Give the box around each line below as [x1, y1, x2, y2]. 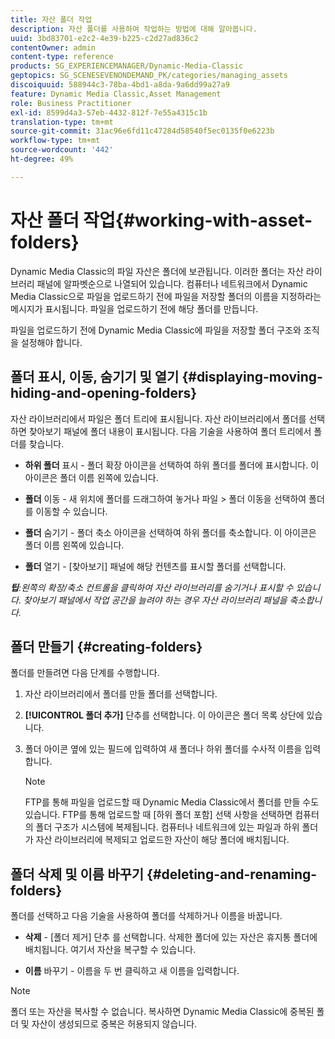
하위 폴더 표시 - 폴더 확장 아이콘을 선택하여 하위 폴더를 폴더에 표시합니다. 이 [24, 459, 320, 471]
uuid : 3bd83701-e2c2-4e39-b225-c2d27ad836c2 [10, 33, 199, 43]
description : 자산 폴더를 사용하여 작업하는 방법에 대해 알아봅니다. [10, 24, 258, 34]
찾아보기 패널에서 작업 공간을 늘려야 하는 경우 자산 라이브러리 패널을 [23, 594, 288, 606]
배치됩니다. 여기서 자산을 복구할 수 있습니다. [24, 944, 197, 956]
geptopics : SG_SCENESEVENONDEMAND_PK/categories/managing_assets [10, 71, 288, 81]
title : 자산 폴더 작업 [10, 14, 93, 25]
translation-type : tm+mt [10, 117, 114, 127]
